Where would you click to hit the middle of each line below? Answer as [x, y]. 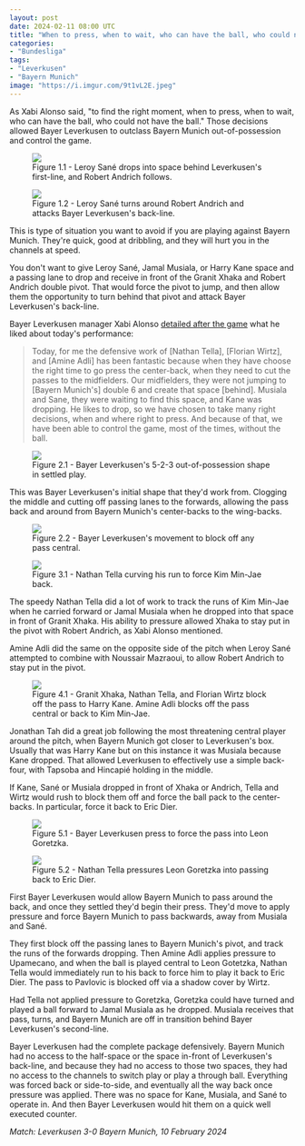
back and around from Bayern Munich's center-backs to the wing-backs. [146, 511]
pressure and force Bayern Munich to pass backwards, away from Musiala [148, 916]
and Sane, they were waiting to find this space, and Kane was [147, 399]
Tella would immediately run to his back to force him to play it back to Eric [148, 972]
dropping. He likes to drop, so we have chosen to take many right [153, 409]
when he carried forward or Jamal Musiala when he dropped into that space [152, 611]
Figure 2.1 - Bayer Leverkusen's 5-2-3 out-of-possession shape [151, 464]
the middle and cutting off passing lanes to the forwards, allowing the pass [149, 502]
